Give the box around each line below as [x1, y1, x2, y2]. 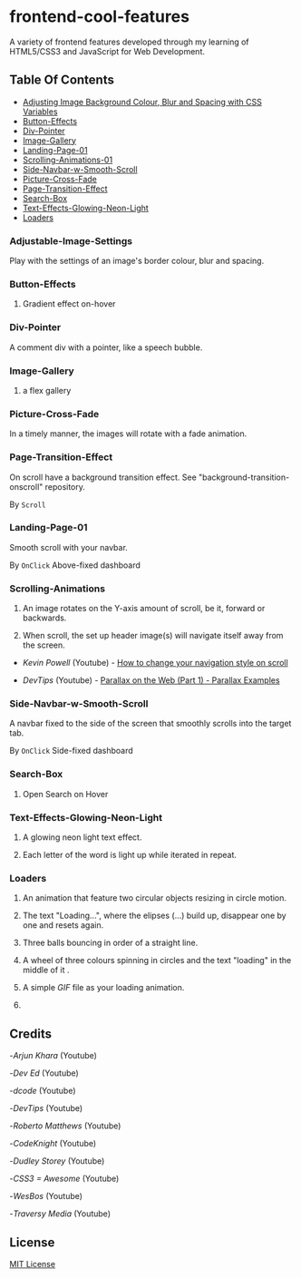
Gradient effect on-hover [22, 298, 116, 309]
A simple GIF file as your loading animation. [22, 982, 185, 993]
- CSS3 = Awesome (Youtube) [9, 1173, 120, 1185]
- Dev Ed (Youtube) [9, 1068, 79, 1078]
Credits [9, 1026, 53, 1041]
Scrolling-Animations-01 [22, 154, 113, 165]
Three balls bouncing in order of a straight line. [22, 937, 199, 949]
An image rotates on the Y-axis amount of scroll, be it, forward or [22, 603, 266, 614]
